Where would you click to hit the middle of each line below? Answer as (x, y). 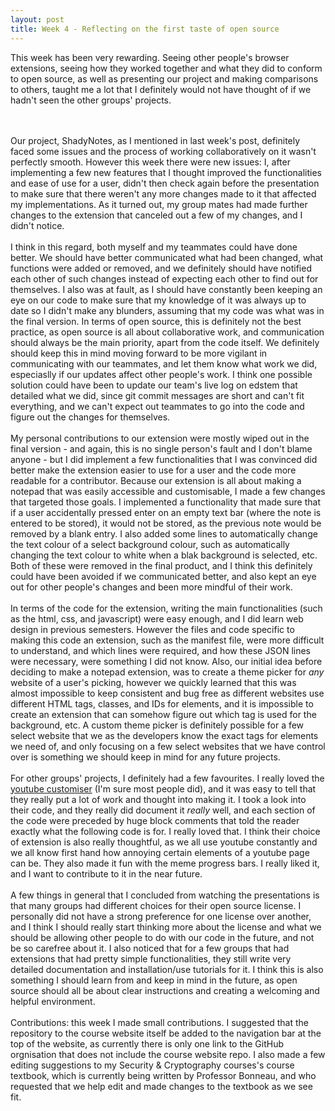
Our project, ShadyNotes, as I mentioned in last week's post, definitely (155, 140)
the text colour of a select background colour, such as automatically (150, 544)
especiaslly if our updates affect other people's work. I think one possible (161, 374)
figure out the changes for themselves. (90, 417)
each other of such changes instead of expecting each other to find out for (164, 278)
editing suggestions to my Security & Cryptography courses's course (152, 1065)
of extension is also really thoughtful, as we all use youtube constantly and (164, 842)
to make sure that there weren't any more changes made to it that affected (163, 193)
